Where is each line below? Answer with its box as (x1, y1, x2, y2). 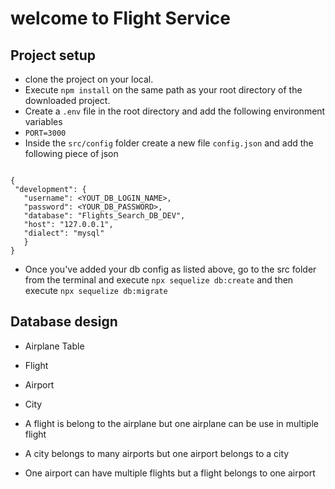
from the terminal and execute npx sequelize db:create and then (24, 274, 294, 286)
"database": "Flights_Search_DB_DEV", (23, 211, 186, 221)
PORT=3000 (24, 128, 67, 138)
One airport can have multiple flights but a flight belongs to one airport (24, 467, 316, 479)
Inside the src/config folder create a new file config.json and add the (24, 137, 314, 149)
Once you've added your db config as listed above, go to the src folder (24, 263, 317, 275)
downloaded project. (24, 95, 111, 106)
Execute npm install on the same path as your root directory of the (24, 84, 303, 96)
